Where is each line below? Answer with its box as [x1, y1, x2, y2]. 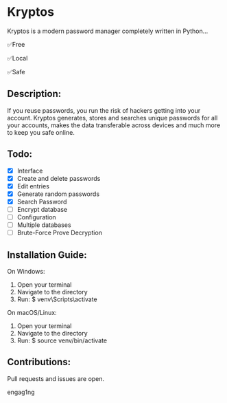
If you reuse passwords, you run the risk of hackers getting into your [7, 106, 201, 114]
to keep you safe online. [7, 128, 75, 136]
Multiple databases [16, 221, 71, 229]
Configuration [16, 213, 56, 221]
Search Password [16, 197, 67, 206]
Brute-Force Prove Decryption [16, 228, 103, 237]
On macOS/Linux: [7, 308, 57, 316]
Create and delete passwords [16, 174, 101, 182]
